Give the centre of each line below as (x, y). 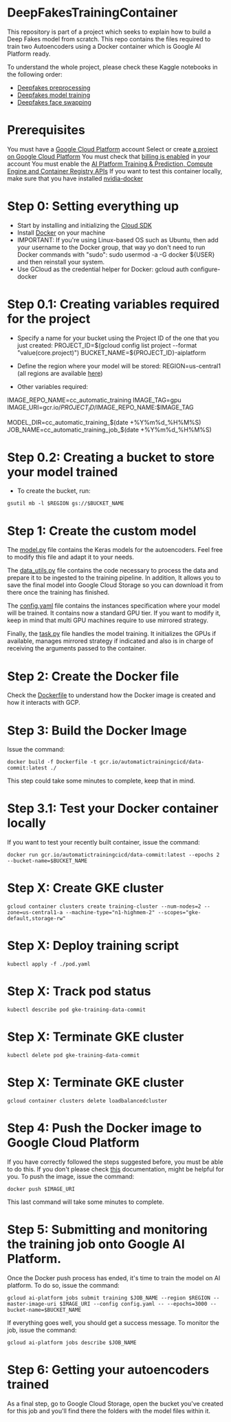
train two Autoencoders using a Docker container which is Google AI (104, 46)
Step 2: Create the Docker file (93, 676)
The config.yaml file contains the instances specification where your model (113, 606)
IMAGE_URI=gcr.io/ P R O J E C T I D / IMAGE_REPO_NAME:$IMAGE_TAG (100, 408)
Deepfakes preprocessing (54, 87)
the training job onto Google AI (96, 1244)
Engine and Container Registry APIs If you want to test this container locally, (115, 171)
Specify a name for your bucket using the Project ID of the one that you (118, 338)
